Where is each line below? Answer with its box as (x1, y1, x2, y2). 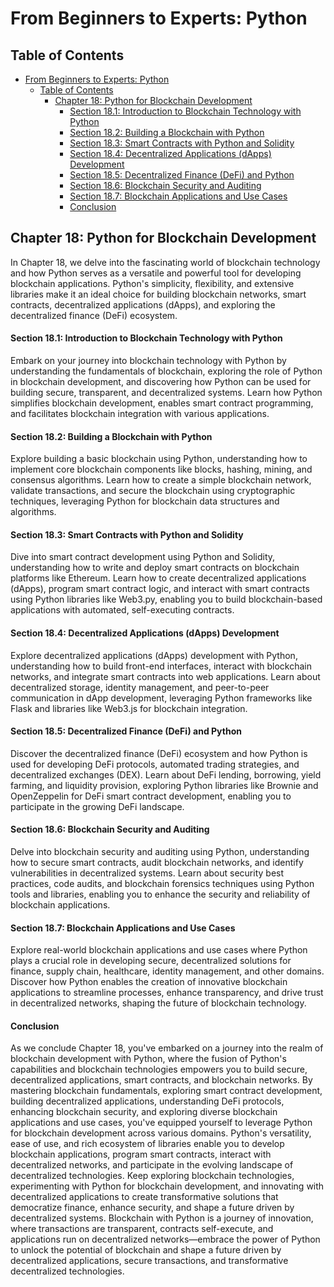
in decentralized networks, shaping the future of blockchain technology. (10, 997, 307, 1009)
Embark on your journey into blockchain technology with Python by (10, 355, 287, 367)
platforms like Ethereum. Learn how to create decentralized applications (10, 572, 307, 584)
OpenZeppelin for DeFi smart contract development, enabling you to (10, 790, 292, 802)
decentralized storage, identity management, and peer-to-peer (10, 681, 270, 693)
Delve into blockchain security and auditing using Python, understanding (10, 846, 310, 858)
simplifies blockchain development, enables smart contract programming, (10, 397, 314, 409)
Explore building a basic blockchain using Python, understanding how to (10, 453, 308, 465)
